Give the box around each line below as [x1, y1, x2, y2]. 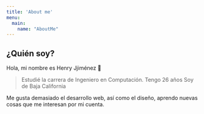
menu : [6, 15, 20, 21]
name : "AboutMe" [17, 25, 59, 32]
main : [12, 20, 26, 26]
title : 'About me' [6, 8, 53, 15]
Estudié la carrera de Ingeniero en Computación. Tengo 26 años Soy [21, 76, 194, 84]
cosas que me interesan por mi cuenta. [6, 101, 105, 108]
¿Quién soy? [6, 48, 55, 58]
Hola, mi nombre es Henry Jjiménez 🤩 [6, 64, 102, 72]
